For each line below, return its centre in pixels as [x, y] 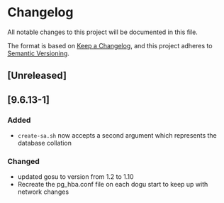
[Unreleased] [37, 76]
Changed [24, 161]
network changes [43, 192]
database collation [45, 143]
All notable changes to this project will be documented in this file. [103, 32]
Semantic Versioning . [38, 53]
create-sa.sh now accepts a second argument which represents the [117, 136]
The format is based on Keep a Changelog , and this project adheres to [110, 45]
